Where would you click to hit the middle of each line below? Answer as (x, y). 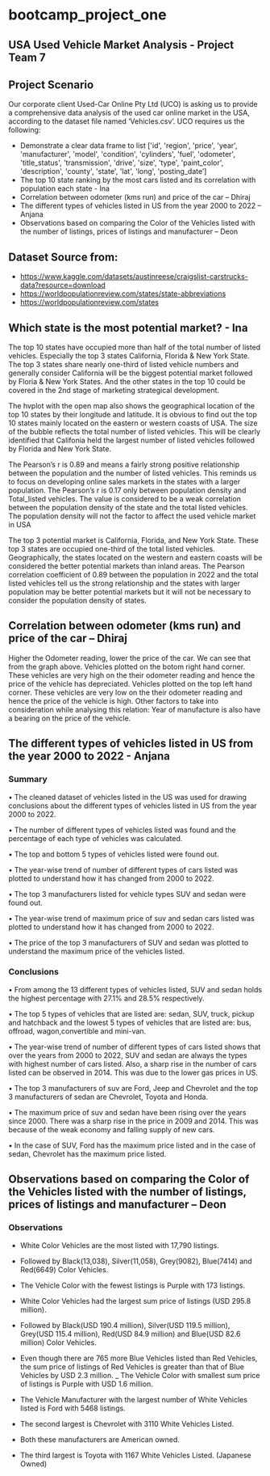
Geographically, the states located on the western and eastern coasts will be (135, 558)
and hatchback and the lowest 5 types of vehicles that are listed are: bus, (130, 1022)
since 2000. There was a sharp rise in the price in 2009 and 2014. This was (134, 1121)
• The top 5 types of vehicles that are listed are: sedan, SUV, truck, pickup (132, 1013)
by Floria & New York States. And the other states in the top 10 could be (127, 382)
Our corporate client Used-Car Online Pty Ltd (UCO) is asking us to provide (133, 104)
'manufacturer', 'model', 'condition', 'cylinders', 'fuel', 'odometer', (128, 154)
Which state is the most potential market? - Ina (128, 328)
